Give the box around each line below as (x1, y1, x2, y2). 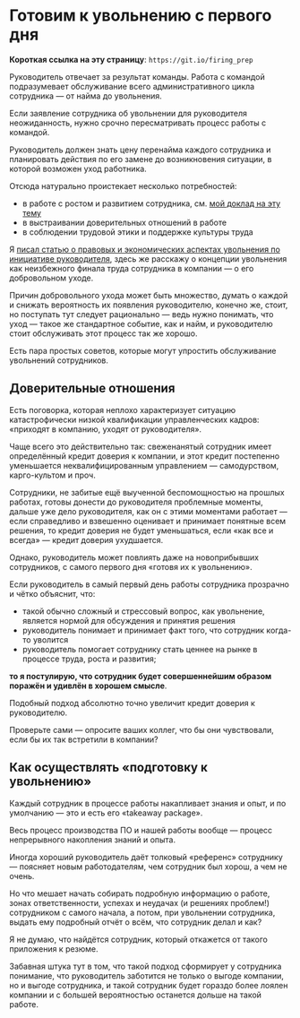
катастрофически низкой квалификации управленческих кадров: (9, 414, 260, 425)
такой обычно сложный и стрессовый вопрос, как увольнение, (21, 606, 266, 617)
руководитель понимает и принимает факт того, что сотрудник (21, 625, 265, 635)
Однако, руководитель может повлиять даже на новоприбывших (9, 552, 260, 563)
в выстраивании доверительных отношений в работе (21, 217, 227, 228)
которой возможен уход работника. (9, 163, 148, 174)
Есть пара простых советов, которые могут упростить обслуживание (9, 345, 277, 356)
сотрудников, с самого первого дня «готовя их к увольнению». (9, 561, 253, 572)
